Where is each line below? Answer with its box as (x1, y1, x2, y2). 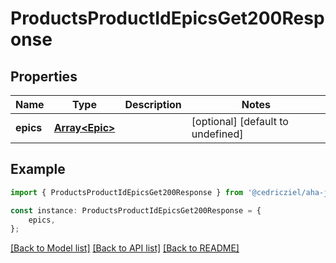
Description (124, 98, 182, 111)
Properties (10, 68, 78, 85)
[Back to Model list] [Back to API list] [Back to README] (10, 242, 240, 254)
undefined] (191, 127, 244, 141)
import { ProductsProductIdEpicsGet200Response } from (10, 187, 244, 197)
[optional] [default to (191, 115, 289, 128)
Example (10, 161, 66, 178)
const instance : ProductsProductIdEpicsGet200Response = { (10, 205, 262, 216)
